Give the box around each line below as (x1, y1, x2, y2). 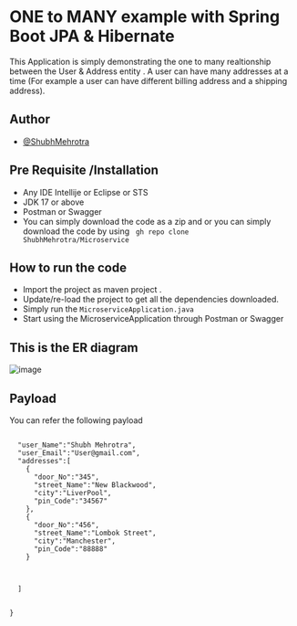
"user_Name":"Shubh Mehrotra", (17, 440, 137, 450)
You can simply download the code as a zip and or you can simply (22, 216, 271, 227)
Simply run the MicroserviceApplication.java (22, 303, 194, 314)
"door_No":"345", (33, 472, 100, 482)
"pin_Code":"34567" (33, 496, 108, 505)
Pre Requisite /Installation (9, 163, 159, 178)
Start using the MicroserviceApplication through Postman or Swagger (22, 313, 284, 324)
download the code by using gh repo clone (22, 226, 189, 237)
